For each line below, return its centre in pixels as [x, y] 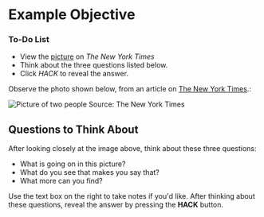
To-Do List [29, 40]
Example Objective [72, 15]
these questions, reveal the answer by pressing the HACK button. [116, 205]
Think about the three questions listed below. [94, 65]
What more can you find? [61, 181]
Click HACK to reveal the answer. [74, 74]
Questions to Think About [73, 129]
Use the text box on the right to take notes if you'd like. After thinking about [132, 196]
